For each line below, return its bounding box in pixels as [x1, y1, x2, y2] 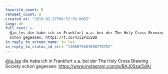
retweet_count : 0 [5, 12, 41, 17]
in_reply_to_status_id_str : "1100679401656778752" [5, 44, 113, 49]
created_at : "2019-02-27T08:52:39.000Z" [5, 16, 91, 21]
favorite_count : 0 [5, 7, 43, 12]
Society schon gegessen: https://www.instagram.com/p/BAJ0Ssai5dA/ [5, 63, 151, 69]
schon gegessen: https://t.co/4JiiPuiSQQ [9, 35, 97, 40]
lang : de [5, 21, 23, 26]
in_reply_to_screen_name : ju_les [5, 40, 75, 45]
